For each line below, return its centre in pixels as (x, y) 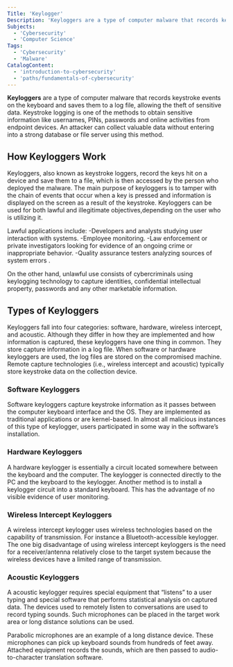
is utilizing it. (25, 218)
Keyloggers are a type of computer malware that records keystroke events (114, 98)
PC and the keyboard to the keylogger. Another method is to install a (105, 482)
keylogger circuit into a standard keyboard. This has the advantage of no (111, 489)
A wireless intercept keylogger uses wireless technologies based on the (110, 530)
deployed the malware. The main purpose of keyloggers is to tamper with (112, 188)
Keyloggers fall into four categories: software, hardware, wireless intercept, (115, 327)
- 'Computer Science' (45, 40)
